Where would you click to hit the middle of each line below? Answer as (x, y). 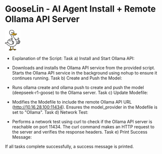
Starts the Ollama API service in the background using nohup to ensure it (84, 73)
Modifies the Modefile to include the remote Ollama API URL (72, 102)
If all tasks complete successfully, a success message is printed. (69, 147)
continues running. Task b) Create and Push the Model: (67, 78)
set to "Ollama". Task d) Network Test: (50, 112)
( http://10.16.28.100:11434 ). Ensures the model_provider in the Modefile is (85, 107)
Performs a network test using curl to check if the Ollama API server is (82, 122)
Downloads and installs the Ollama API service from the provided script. (84, 68)
